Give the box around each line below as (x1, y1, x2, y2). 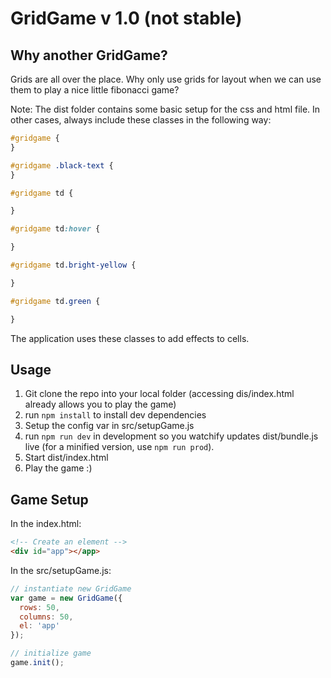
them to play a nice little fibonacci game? (10, 84, 180, 96)
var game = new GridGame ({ (10, 593, 123, 603)
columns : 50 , (19, 612, 74, 622)
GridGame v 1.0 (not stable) (10, 7, 243, 30)
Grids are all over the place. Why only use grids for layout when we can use (10, 73, 322, 85)
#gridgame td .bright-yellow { (10, 260, 137, 270)
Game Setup (10, 491, 89, 508)
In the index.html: (10, 518, 82, 530)
